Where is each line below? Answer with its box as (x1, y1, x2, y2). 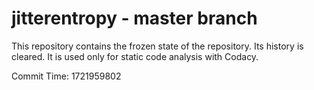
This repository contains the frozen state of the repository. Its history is (11, 40, 304, 52)
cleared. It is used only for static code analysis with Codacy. (11, 50, 259, 62)
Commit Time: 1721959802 (11, 70, 122, 82)
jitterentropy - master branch (11, 7, 258, 30)
